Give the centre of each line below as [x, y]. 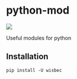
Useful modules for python [39, 38]
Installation [27, 57]
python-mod [38, 10]
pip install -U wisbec [34, 70]
